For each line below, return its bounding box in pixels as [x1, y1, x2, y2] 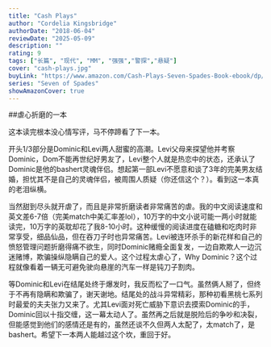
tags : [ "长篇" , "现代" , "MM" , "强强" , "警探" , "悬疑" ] [8, 57, 177, 65]
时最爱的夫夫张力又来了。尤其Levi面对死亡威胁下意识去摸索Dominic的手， [8, 299, 254, 309]
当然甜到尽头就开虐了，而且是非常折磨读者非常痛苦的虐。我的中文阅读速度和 [8, 202, 263, 211]
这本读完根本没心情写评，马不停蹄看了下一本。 [8, 127, 164, 137]
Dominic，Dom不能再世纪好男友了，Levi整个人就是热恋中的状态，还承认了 [8, 154, 256, 164]
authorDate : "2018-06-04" [8, 27, 95, 35]
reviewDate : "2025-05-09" [8, 34, 95, 43]
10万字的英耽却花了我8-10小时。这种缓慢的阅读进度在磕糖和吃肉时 [29, 222, 250, 232]
